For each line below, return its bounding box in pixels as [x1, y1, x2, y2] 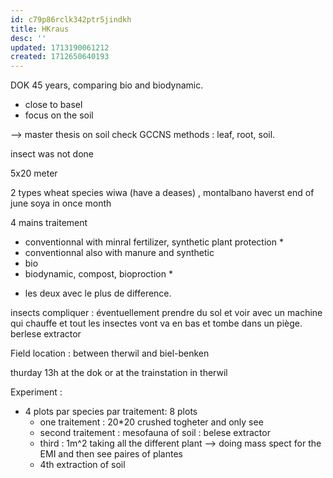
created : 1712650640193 [10, 52, 110, 62]
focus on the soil [24, 109, 94, 121]
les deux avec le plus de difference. [24, 287, 172, 300]
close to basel [24, 99, 83, 111]
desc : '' [10, 33, 47, 43]
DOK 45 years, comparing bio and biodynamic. [10, 79, 204, 91]
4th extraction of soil [39, 459, 126, 471]
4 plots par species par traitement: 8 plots [24, 406, 198, 418]
